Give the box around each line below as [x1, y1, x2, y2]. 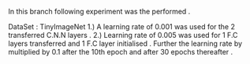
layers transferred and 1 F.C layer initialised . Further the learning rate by [8, 39, 243, 48]
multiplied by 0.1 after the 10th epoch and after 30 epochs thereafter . [8, 47, 233, 56]
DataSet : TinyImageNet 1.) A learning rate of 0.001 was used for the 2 [8, 22, 235, 31]
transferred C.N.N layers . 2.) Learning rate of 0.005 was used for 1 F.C [8, 31, 238, 40]
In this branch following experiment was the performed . [8, 7, 191, 16]
